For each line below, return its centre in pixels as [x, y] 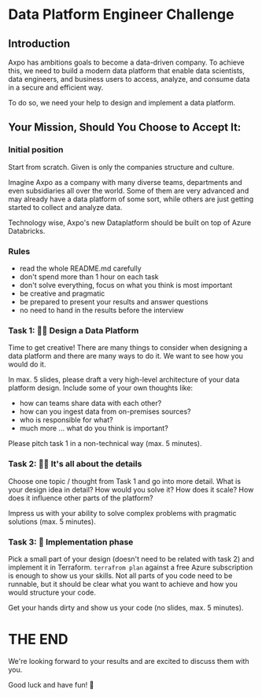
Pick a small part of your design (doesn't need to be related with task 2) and [131, 559]
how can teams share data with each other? [90, 404]
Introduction [39, 44]
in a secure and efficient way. [56, 87]
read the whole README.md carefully [80, 268]
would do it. [27, 364]
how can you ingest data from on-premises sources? [105, 411]
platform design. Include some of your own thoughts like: [101, 388]
